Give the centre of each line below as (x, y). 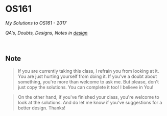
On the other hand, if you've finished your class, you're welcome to (88, 97)
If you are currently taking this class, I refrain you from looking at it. (88, 71)
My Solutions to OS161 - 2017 (36, 23)
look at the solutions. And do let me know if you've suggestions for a (90, 102)
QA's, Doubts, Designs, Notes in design (46, 33)
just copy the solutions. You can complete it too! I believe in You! (86, 87)
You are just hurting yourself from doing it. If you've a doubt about (87, 76)
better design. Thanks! (41, 108)
